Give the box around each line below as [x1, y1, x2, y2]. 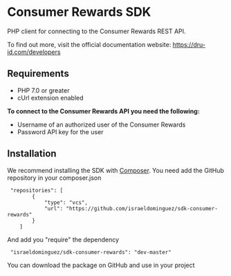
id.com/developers [7, 48, 61, 56]
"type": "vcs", [44, 199, 89, 206]
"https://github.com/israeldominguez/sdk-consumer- [66, 205, 218, 212]
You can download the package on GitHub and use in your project [7, 261, 195, 269]
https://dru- [172, 40, 206, 48]
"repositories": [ [10, 187, 64, 194]
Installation [7, 148, 57, 160]
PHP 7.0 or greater [17, 86, 70, 94]
